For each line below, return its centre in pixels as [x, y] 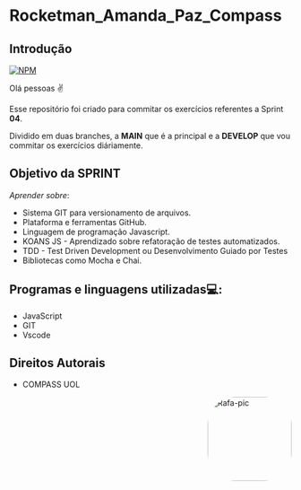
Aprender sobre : [39, 195]
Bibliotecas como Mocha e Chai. [82, 260]
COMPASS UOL [51, 385]
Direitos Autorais [57, 363]
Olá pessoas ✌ [37, 88]
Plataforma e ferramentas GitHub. [85, 222]
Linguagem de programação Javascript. [96, 232]
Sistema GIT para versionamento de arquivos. [107, 213]
